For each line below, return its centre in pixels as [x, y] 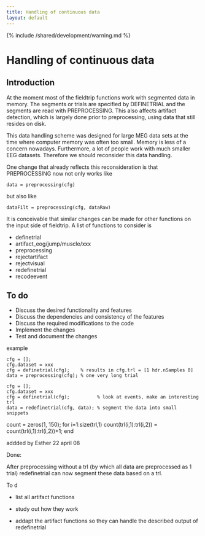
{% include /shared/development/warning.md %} [68, 35]
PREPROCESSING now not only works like [59, 173]
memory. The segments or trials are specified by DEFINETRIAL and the [96, 104]
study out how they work [47, 509]
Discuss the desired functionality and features [73, 310]
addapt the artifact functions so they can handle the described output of [106, 521]
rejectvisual [30, 263]
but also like [21, 196]
